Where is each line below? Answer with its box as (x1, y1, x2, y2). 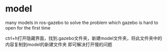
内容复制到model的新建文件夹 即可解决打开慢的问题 (5, 41, 113, 47)
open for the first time (5, 24, 50, 30)
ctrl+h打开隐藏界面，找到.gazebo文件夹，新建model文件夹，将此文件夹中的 (5, 35, 162, 41)
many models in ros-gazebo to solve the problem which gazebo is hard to (5, 19, 158, 25)
